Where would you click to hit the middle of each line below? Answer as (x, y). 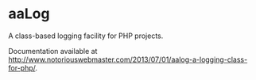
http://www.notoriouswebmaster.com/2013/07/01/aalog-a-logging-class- (128, 59)
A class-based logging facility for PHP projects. (86, 36)
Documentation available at (53, 51)
